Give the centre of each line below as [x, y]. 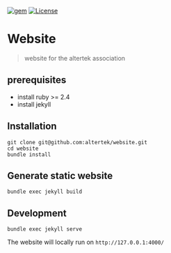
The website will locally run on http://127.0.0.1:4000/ [86, 242]
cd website [23, 148]
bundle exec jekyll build [44, 192]
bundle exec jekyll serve [44, 229]
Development [37, 213]
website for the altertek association [75, 58]
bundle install [29, 154]
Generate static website [60, 175]
